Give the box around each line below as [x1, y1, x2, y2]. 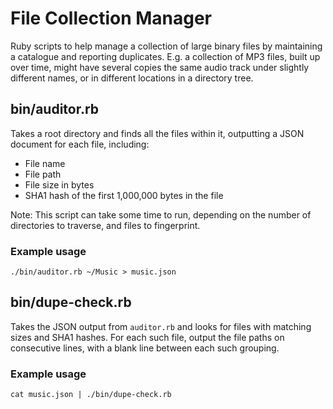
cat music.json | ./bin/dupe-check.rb [10, 390, 172, 400]
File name [24, 157, 66, 169]
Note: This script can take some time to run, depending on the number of [10, 208, 312, 221]
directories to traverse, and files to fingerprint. [10, 219, 201, 231]
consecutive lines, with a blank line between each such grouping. [10, 342, 280, 354]
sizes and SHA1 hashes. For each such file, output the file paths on [10, 331, 285, 343]
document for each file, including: [10, 138, 150, 150]
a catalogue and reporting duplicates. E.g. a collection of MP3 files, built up [10, 50, 321, 62]
